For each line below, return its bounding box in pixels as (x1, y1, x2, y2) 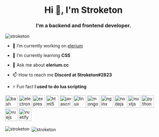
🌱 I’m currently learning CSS (12, 52, 71, 58)
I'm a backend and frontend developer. (35, 22, 132, 29)
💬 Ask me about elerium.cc (12, 62, 69, 68)
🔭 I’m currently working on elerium (12, 43, 83, 49)
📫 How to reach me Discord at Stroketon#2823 (12, 72, 112, 78)
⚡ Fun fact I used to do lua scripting (12, 84, 87, 90)
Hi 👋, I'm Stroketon (44, 4, 123, 16)
